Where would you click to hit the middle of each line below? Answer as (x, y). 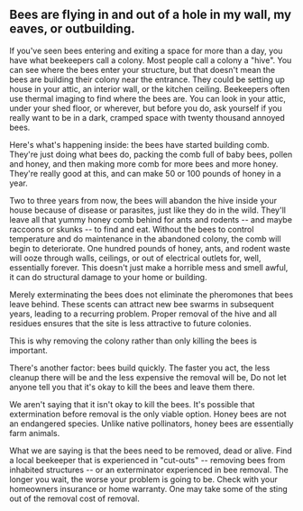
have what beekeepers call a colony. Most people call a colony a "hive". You (151, 60)
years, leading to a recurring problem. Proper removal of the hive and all (143, 314)
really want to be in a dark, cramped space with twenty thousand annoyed (147, 117)
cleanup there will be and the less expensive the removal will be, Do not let (148, 377)
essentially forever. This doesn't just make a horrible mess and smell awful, (149, 267)
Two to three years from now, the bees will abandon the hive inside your (143, 200)
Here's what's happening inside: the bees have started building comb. (139, 144)
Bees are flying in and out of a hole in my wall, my (150, 15)
